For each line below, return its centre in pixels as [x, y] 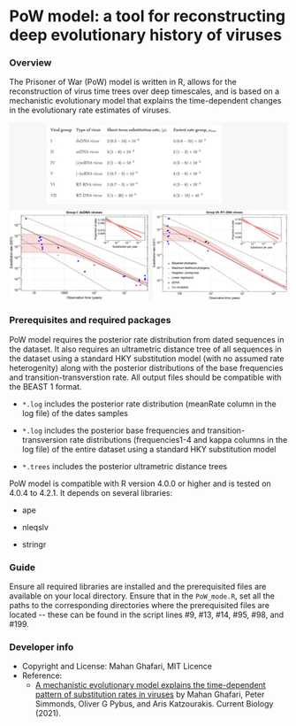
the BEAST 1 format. [46, 386]
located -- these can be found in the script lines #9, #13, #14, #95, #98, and [147, 614]
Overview [30, 63]
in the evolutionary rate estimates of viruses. [90, 110]
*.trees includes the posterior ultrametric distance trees [125, 466]
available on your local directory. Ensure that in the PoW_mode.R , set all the [142, 596]
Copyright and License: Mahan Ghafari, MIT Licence [117, 667]
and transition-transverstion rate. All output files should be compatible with [145, 377]
